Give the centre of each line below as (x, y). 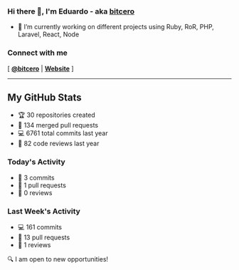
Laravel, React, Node (48, 34)
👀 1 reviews (34, 245)
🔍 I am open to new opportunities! (58, 259)
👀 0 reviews (35, 192)
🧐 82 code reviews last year (58, 144)
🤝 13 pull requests (44, 237)
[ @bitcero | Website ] (41, 68)
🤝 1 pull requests (42, 185)
